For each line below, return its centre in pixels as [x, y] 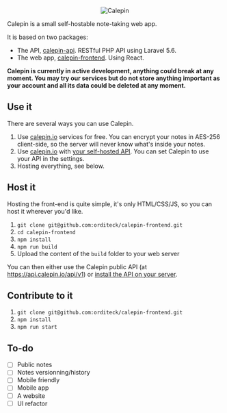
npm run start [37, 327]
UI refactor [32, 403]
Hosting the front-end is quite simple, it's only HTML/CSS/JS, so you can [110, 204]
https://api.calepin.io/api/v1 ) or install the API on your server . [92, 274]
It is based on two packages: [48, 37]
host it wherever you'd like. [45, 211]
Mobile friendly [38, 380]
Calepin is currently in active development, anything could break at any [110, 71]
